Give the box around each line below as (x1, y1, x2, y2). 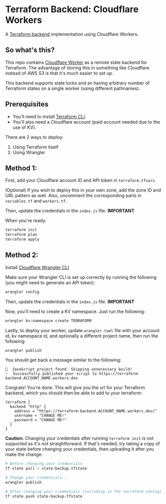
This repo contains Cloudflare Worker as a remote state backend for (5, 59, 147, 65)
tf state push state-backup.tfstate (5, 493, 82, 499)
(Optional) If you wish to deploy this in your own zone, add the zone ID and (5, 187, 161, 193)
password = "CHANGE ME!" (14, 417, 67, 423)
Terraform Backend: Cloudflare (5, 4, 139, 15)
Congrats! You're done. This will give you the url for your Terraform (5, 384, 145, 391)
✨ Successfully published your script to (5, 371, 97, 376)
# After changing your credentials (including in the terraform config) (5, 489, 162, 494)
